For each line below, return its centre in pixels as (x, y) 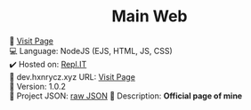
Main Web (150, 16)
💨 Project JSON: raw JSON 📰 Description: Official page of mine (126, 96)
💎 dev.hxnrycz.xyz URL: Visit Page (73, 76)
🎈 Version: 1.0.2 (38, 86)
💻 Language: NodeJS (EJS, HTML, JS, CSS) (91, 51)
